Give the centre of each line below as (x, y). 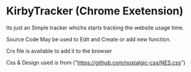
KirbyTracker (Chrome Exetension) (95, 11)
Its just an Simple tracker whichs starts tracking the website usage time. (95, 28)
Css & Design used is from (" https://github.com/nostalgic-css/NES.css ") (96, 62)
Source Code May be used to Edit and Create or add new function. (89, 39)
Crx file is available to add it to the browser (59, 51)
